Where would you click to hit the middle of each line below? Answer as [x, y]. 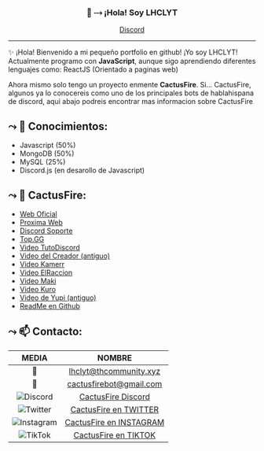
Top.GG [32, 238]
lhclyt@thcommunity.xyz [115, 371]
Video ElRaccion [46, 272]
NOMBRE [114, 357]
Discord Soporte [46, 231]
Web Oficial [38, 214]
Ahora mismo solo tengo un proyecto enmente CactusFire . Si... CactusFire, [130, 85]
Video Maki [38, 281]
